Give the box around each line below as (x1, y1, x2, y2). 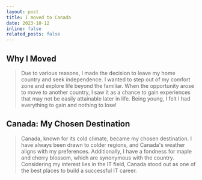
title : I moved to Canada (6, 14, 71, 20)
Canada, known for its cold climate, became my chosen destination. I (20, 135, 192, 142)
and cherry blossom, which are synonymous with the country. (20, 154, 174, 161)
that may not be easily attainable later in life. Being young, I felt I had (20, 95, 191, 102)
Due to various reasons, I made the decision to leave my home (20, 69, 176, 76)
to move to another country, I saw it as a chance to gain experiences (20, 88, 191, 96)
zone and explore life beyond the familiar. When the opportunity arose (20, 82, 194, 89)
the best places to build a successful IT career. (20, 167, 137, 174)
